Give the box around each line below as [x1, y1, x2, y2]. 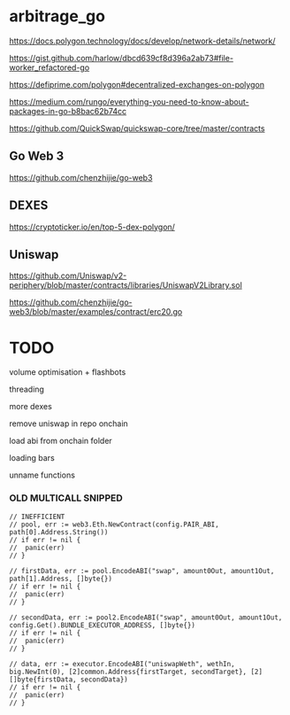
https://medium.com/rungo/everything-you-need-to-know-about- [9, 96, 249, 107]
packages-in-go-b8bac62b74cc [9, 105, 126, 116]
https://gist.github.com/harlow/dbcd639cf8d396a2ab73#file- [9, 52, 234, 63]
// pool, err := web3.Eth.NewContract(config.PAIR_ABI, [9, 520, 219, 529]
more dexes [9, 401, 53, 412]
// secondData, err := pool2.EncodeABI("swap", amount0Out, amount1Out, [9, 613, 283, 622]
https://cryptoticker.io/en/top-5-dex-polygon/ [9, 221, 175, 232]
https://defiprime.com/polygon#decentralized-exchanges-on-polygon [9, 79, 265, 89]
